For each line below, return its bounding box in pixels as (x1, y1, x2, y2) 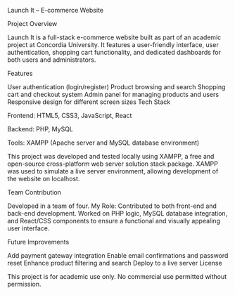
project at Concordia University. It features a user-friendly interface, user (7, 41, 220, 48)
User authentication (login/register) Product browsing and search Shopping (7, 83, 226, 91)
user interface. (7, 224, 50, 232)
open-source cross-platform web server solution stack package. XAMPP (7, 159, 218, 168)
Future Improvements (7, 238, 70, 246)
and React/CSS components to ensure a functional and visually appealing (7, 217, 220, 225)
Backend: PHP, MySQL (7, 125, 74, 133)
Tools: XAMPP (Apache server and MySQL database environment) (7, 138, 200, 147)
